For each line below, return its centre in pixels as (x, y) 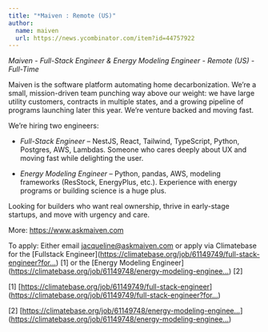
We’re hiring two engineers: (54, 126)
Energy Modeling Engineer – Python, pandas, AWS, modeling (120, 174)
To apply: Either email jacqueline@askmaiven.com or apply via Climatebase (133, 246)
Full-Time (24, 70)
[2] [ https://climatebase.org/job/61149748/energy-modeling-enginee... (124, 311)
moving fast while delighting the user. (82, 158)
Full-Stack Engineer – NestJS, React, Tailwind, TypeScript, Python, (130, 142)
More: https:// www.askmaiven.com (66, 230)
